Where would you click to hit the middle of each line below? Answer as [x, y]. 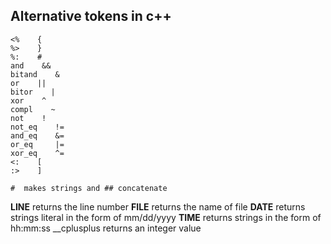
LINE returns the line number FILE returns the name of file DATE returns [158, 206]
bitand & [35, 74]
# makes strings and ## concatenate [89, 188]
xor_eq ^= [37, 153]
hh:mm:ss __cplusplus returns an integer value [106, 228]
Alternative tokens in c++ [91, 16]
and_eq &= [37, 135]
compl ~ [33, 109]
